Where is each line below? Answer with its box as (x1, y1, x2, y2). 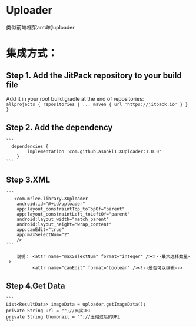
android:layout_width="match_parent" (16, 216, 109, 222)
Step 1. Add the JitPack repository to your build (6, 70, 182, 80)
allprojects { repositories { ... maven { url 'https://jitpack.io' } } (6, 101, 188, 107)
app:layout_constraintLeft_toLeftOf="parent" (16, 211, 131, 217)
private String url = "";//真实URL (6, 308, 92, 314)
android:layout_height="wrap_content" (16, 222, 112, 227)
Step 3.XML (6, 175, 51, 185)
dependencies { (11, 143, 49, 149)
